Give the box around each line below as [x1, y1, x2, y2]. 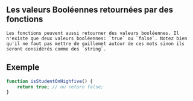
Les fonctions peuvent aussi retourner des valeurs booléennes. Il [6, 30, 180, 36]
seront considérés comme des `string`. [6, 46, 107, 52]
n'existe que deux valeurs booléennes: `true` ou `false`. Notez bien [6, 35, 188, 41]
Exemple [6, 63, 40, 73]
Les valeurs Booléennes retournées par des [6, 5, 174, 15]
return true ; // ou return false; [17, 84, 104, 90]
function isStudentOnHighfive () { [6, 78, 93, 84]
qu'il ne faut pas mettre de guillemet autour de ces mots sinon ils [6, 40, 185, 47]
